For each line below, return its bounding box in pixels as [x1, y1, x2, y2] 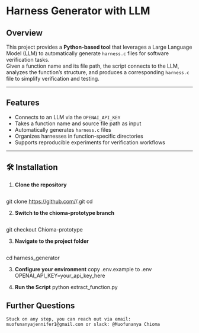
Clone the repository [14, 181, 67, 188]
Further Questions [6, 301, 75, 311]
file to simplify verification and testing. [6, 75, 99, 82]
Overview [6, 28, 43, 38]
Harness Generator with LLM [6, 4, 150, 18]
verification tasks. [6, 56, 50, 63]
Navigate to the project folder [14, 237, 89, 245]
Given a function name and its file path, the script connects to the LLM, [6, 62, 179, 69]
